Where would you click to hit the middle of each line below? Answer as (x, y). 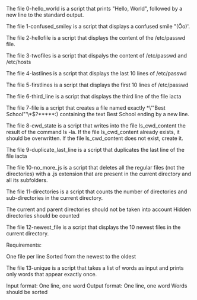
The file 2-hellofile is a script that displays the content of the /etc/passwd (96, 38)
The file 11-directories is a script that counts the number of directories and (97, 192)
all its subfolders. (27, 180)
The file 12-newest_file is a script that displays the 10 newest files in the (93, 227)
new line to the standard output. (45, 15)
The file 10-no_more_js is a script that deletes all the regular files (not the (96, 167)
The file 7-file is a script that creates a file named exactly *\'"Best (86, 108)
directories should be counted (43, 216)
